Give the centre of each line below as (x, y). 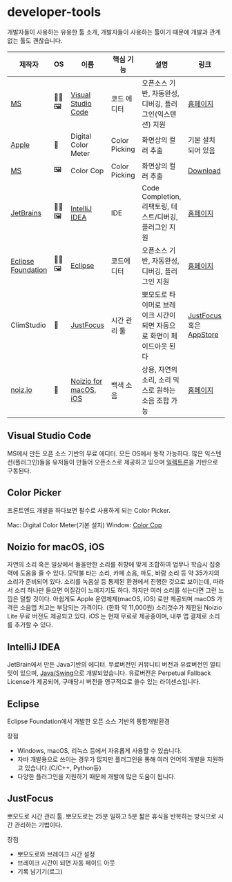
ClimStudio (28, 325)
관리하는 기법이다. (38, 825)
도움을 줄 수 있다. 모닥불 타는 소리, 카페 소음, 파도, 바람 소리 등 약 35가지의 (119, 573)
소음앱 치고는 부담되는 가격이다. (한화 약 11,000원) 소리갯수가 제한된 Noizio (121, 607)
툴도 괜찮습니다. (41, 40)
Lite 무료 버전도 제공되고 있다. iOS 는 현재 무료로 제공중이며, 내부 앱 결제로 (107, 616)
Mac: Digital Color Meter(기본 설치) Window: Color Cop (85, 525)
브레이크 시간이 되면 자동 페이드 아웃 (66, 863)
